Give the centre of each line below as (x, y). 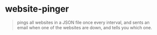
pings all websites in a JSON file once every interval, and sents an (83, 22)
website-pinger (37, 9)
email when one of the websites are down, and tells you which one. (84, 27)
